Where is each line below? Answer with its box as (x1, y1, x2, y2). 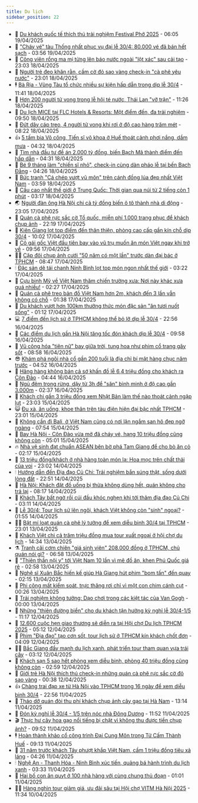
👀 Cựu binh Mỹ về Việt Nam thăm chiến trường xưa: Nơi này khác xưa (14, 277, 183, 284)
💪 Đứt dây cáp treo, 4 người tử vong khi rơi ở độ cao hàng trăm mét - (14, 121, 181, 128)
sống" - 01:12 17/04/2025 (14, 308, 77, 316)
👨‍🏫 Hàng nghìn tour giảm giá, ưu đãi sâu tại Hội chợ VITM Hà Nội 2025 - (14, 784, 190, 792)
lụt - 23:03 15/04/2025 (14, 399, 71, 406)
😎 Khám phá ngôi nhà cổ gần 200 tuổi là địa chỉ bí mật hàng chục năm (14, 355, 187, 362)
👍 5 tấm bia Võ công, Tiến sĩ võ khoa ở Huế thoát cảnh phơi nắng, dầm (14, 134, 188, 141)
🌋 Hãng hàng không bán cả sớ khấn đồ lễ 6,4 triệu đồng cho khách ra (14, 368, 184, 375)
